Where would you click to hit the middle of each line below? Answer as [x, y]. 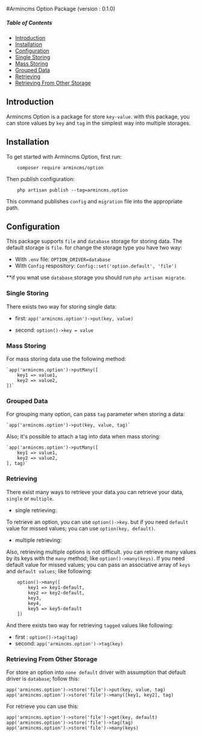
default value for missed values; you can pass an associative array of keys [98, 564]
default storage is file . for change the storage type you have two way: [94, 248]
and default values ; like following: [49, 571]
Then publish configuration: [41, 179]
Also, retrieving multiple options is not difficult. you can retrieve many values [101, 552]
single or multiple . [30, 498]
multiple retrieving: [38, 540]
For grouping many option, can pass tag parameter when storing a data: [96, 414]
